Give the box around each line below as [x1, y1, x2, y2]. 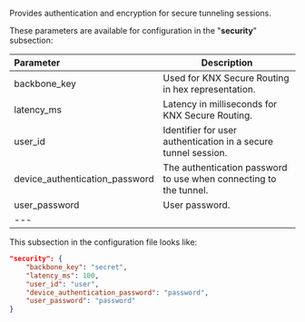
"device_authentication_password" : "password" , [25, 288, 209, 298]
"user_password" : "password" [25, 297, 136, 306]
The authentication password [162, 161, 288, 173]
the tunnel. [162, 184, 209, 196]
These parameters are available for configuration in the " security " [9, 25, 257, 35]
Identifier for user [162, 124, 238, 136]
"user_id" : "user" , [25, 279, 100, 288]
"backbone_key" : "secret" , [25, 262, 128, 271]
